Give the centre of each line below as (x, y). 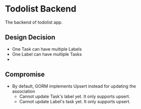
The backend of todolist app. (34, 22)
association (23, 91)
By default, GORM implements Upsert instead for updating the (74, 86)
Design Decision (30, 37)
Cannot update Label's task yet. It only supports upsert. (75, 101)
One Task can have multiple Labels (47, 49)
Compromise (25, 75)
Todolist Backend (41, 9)
